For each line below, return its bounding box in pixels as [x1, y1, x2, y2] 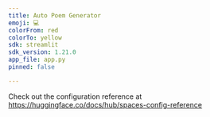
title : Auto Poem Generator [8, 11, 102, 20]
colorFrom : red [8, 26, 59, 34]
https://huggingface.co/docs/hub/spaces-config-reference [8, 100, 203, 109]
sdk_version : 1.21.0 [8, 48, 77, 56]
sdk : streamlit [8, 41, 59, 49]
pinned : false [8, 63, 56, 71]
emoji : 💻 [8, 19, 40, 27]
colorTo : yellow [8, 33, 62, 42]
